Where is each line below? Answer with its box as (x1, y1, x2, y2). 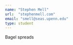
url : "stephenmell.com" (5, 12, 55, 17)
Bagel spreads (5, 34, 34, 40)
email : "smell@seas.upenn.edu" (5, 16, 69, 21)
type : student (5, 21, 34, 26)
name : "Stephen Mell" (5, 7, 49, 12)
